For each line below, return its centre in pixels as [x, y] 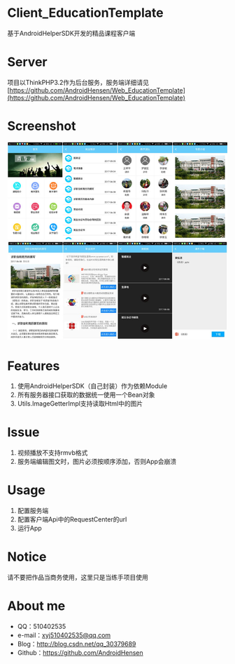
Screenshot [42, 126]
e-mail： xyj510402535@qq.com [64, 635]
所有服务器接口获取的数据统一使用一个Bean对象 [86, 395]
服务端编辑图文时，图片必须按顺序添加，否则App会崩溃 [97, 462]
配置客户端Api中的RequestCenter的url [72, 519]
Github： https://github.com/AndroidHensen [80, 653]
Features [34, 366]
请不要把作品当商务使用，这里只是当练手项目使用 [78, 578]
